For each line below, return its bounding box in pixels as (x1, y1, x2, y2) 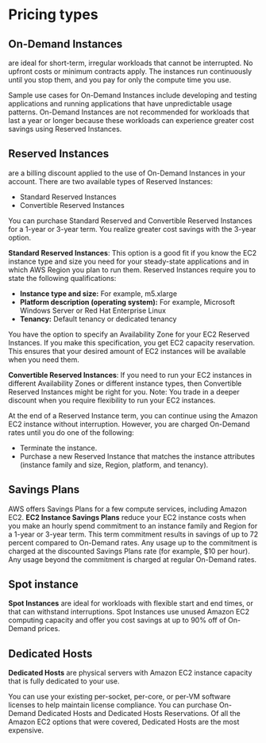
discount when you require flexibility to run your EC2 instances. (8, 395, 216, 405)
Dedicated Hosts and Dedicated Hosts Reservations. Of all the (37, 709, 241, 718)
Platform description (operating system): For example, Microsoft (19, 297, 236, 306)
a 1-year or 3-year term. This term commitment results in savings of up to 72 (8, 529, 259, 539)
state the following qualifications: (8, 273, 117, 283)
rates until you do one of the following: (8, 427, 135, 437)
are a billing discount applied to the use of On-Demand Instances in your (8, 168, 246, 178)
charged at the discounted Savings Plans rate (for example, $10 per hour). (8, 546, 250, 556)
